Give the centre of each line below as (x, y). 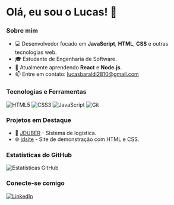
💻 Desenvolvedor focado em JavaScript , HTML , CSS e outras (91, 44)
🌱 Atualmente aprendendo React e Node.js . (68, 68)
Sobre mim (22, 31)
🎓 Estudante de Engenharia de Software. (66, 59)
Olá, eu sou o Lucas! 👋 (62, 12)
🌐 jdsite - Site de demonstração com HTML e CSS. (77, 139)
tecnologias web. (36, 52)
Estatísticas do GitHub (39, 155)
